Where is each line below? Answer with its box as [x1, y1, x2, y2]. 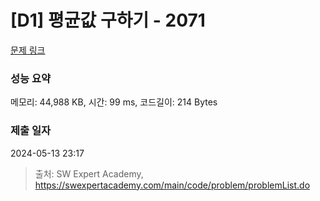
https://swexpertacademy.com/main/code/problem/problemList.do [34, 179, 311, 191]
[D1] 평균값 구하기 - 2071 [10, 9, 206, 32]
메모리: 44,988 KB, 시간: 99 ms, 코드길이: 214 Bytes [10, 96, 218, 108]
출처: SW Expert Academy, [34, 167, 144, 180]
